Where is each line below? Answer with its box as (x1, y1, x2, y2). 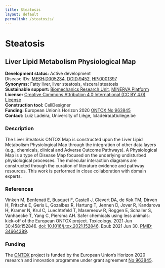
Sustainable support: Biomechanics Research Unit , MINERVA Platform (5, 86, 149, 92)
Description (5, 125, 34, 132)
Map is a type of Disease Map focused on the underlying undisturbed (5, 152, 147, 158)
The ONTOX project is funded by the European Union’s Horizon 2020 (5, 252, 146, 258)
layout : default (5, 12, 39, 17)
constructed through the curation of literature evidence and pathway (5, 162, 145, 168)
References (5, 185, 34, 192)
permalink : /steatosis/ (5, 16, 54, 21)
